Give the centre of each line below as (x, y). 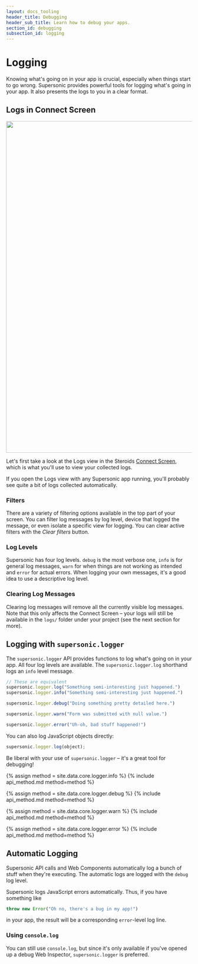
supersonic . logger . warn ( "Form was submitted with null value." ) (87, 714)
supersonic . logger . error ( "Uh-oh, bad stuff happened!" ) (76, 725)
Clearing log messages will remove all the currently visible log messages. (95, 607)
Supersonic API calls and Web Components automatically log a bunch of (94, 868)
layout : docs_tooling (33, 11)
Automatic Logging (42, 853)
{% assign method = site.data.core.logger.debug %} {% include (83, 793)
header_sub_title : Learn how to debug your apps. (68, 22)
